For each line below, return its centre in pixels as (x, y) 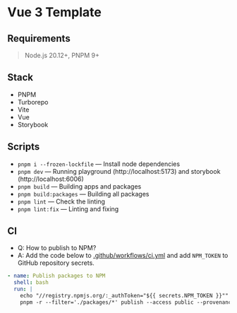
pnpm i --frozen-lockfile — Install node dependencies (99, 164)
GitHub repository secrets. (56, 263)
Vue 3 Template (55, 12)
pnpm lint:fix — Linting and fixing (68, 208)
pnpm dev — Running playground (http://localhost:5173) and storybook (119, 171)
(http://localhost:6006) (51, 179)
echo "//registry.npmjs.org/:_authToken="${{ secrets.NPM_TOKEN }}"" (124, 296)
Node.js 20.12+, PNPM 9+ (62, 55)
